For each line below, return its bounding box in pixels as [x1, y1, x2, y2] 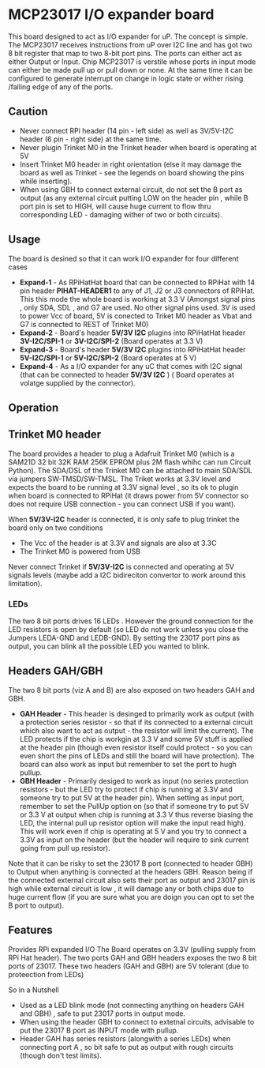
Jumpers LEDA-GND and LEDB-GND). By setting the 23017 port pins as [8, 634, 241, 643]
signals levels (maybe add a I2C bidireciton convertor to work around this [8, 570, 246, 580]
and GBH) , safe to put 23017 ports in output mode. [19, 1009, 186, 1018]
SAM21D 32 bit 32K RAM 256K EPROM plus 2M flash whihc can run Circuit [8, 457, 252, 467]
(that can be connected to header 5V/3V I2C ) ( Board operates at [19, 370, 234, 379]
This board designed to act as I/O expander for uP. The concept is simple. [8, 32, 248, 41]
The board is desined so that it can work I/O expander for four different [8, 254, 239, 263]
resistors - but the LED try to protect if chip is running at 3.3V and [19, 784, 233, 794]
